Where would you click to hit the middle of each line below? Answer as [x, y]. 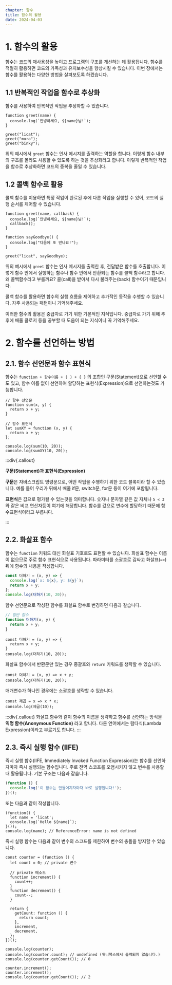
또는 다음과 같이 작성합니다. [33, 803]
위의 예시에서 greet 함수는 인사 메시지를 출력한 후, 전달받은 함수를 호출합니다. [83, 266]
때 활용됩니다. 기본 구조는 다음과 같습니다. [47, 773]
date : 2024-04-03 [24, 20]
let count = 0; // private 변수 [43, 863]
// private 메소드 [28, 873]
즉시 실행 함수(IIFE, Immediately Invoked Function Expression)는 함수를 [79, 760]
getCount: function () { [41, 913]
